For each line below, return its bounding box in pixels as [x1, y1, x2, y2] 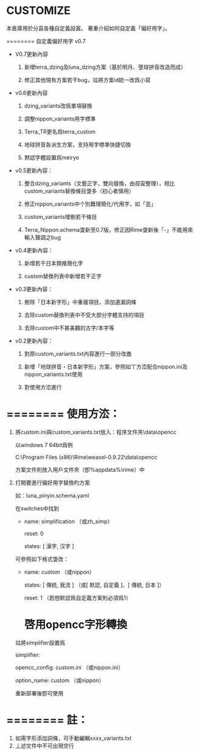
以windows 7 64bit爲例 [15, 441, 73, 448]
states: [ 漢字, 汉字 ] [24, 542, 74, 549]
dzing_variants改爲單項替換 [24, 102, 93, 110]
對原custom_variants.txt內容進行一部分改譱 [24, 350, 132, 357]
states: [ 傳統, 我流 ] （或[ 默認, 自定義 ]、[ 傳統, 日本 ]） [24, 581, 165, 588]
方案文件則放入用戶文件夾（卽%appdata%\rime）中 [15, 466, 145, 473]
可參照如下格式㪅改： [15, 555, 69, 563]
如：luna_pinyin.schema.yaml [15, 492, 89, 499]
